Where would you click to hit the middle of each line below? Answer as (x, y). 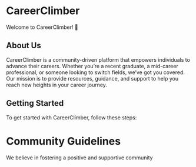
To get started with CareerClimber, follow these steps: (72, 117)
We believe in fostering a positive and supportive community (79, 158)
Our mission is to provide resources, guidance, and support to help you (92, 78)
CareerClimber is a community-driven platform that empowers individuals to (98, 59)
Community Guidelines (64, 141)
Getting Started (35, 103)
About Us (24, 46)
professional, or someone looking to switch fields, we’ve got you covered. (96, 72)
